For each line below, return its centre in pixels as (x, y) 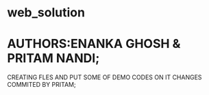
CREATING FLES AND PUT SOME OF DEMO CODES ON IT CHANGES (104, 77)
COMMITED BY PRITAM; (42, 85)
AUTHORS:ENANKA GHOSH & (94, 44)
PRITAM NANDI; (53, 58)
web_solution (46, 13)
